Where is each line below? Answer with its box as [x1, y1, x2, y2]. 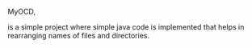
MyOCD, [7, 7, 36, 16]
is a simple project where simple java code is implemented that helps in [7, 22, 245, 31]
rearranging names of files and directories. [7, 31, 150, 40]
